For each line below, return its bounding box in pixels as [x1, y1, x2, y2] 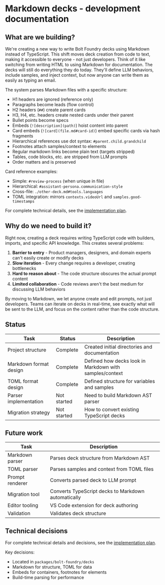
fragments [12, 133, 33, 139]
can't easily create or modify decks [12, 255, 84, 261]
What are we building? [5, 33, 75, 41]
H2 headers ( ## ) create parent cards [12, 107, 86, 113]
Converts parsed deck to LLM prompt [50, 477, 137, 484]
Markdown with [84, 363, 120, 370]
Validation [7, 510, 30, 517]
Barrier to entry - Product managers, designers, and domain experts [12, 249, 151, 256]
